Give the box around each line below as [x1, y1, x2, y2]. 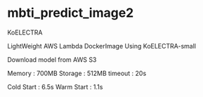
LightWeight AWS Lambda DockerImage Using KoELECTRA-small [7, 41, 197, 50]
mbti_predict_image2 [7, 5, 134, 21]
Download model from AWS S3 [7, 55, 97, 64]
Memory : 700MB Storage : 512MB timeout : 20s [7, 69, 147, 77]
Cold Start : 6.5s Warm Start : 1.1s [7, 82, 103, 91]
